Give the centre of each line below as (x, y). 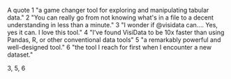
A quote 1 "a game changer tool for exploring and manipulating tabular (108, 10)
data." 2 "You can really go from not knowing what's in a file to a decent (111, 17)
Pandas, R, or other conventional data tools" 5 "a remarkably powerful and (114, 40)
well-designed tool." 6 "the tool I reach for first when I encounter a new (109, 47)
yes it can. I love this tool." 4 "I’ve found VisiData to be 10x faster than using (116, 32)
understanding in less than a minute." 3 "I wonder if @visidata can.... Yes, (113, 25)
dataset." (20, 55)
